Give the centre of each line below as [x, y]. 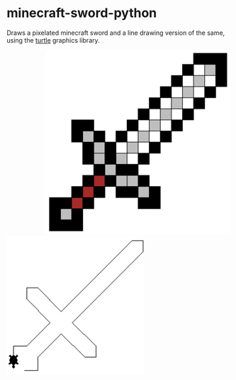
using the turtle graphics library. [53, 40]
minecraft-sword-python [82, 13]
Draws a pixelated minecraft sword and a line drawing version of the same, [116, 33]
